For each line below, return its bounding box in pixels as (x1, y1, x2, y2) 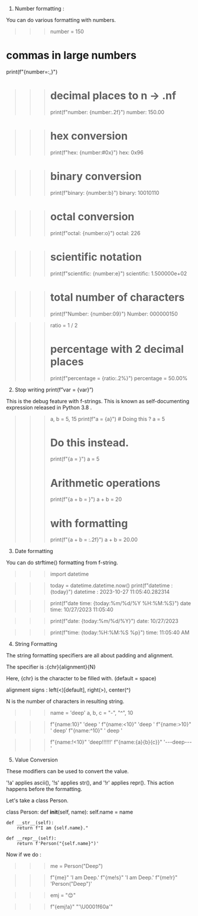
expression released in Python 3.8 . (6, 404, 92, 411)
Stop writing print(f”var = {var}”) (14, 386, 94, 393)
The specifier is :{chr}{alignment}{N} (6, 663, 96, 671)
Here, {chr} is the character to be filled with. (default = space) (6, 675, 157, 682)
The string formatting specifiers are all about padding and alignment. (6, 652, 174, 659)
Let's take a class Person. (6, 797, 69, 804)
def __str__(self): (6, 820, 54, 826)
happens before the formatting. (6, 786, 83, 793)
